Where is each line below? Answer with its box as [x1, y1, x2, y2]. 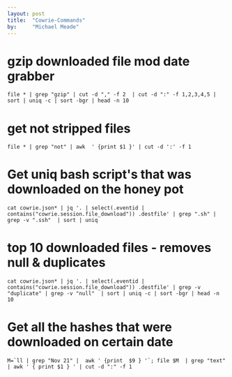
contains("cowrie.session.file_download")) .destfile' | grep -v [7, 284, 201, 291]
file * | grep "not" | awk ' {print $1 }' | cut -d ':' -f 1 [7, 144, 192, 151]
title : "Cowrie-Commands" [7, 17, 86, 24]
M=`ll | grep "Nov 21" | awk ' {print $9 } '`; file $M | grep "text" [7, 357, 226, 364]
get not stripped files [7, 120, 131, 136]
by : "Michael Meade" [7, 23, 79, 30]
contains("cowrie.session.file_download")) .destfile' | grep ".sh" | [7, 211, 217, 218]
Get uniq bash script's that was [7, 167, 192, 182]
